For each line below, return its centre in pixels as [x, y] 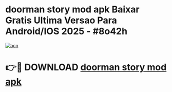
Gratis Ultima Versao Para [61, 20]
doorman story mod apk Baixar [72, 10]
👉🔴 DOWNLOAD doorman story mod [86, 67]
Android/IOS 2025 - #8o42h [66, 31]
